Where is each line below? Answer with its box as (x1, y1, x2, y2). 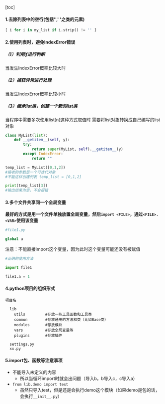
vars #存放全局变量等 (14, 328, 74, 333)
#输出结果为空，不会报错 (5, 188, 48, 193)
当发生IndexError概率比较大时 (5, 65, 66, 71)
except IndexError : (23, 152, 64, 157)
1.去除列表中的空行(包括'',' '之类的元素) (5, 16, 85, 22)
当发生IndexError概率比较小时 (5, 91, 66, 97)
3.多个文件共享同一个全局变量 (5, 199, 66, 205)
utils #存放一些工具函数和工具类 (14, 312, 92, 317)
